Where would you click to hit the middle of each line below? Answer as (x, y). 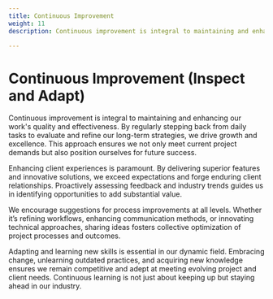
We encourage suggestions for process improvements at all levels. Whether (135, 210)
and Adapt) (47, 95)
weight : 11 (27, 24)
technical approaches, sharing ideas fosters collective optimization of (125, 227)
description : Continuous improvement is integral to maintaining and (129, 31)
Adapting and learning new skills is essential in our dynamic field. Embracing (136, 252)
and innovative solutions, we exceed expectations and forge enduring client (135, 177)
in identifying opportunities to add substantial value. (95, 194)
